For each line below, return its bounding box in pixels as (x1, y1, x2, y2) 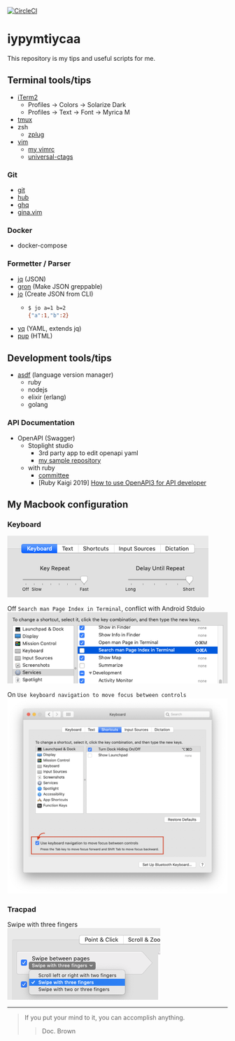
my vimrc (27, 145, 55, 153)
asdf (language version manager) (17, 371, 114, 379)
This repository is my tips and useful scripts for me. (7, 54, 156, 62)
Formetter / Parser (7, 259, 71, 268)
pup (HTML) (17, 332, 53, 340)
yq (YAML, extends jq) (17, 324, 82, 333)
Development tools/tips (7, 352, 112, 364)
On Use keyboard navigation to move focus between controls (7, 690, 187, 698)
